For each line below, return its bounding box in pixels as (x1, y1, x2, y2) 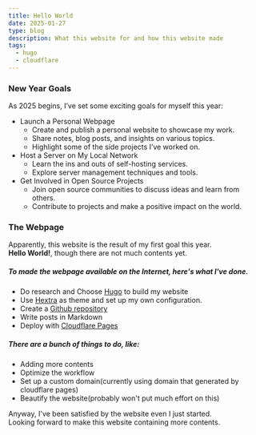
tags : (8, 42, 26, 50)
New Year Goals (8, 83, 72, 94)
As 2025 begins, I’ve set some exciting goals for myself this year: (8, 101, 224, 111)
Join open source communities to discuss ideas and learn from (31, 185, 240, 195)
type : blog (8, 26, 45, 34)
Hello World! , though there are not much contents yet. (8, 248, 188, 258)
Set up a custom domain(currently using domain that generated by (19, 377, 239, 386)
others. (31, 193, 56, 203)
